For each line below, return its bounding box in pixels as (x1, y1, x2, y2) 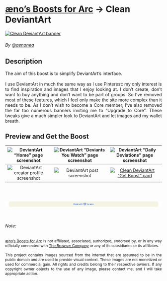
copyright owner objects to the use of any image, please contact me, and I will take (5, 267, 162, 272)
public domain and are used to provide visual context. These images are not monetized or (5, 257, 162, 263)
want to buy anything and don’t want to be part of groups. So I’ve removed (5, 91, 162, 97)
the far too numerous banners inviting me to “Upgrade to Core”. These (5, 107, 162, 113)
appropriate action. (5, 271, 38, 277)
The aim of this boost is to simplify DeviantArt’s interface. (5, 70, 123, 76)
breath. (5, 118, 20, 124)
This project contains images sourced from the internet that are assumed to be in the (5, 252, 162, 258)
